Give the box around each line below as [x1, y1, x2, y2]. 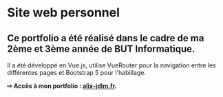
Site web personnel [7, 5, 120, 21]
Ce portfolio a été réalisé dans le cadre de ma [7, 32, 204, 44]
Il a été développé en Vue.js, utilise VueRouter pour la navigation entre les [7, 61, 216, 69]
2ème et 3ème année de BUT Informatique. [7, 43, 195, 54]
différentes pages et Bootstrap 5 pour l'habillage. [7, 69, 147, 76]
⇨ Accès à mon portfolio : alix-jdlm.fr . [7, 82, 117, 90]
